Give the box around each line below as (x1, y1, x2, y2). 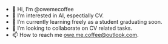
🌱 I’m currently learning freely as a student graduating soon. (12, 18, 163, 25)
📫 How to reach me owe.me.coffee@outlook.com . (12, 32, 139, 38)
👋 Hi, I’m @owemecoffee (12, 6, 74, 12)
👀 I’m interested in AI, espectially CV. (12, 12, 104, 19)
